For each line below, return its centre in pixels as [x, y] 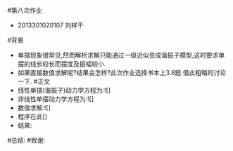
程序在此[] [32, 117]
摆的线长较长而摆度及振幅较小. [62, 64]
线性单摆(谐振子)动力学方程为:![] [64, 90]
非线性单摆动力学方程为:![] [56, 99]
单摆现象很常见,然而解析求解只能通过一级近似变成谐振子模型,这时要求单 [121, 55]
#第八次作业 [25, 10]
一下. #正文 [34, 81]
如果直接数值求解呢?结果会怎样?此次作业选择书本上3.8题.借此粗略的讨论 [122, 73]
